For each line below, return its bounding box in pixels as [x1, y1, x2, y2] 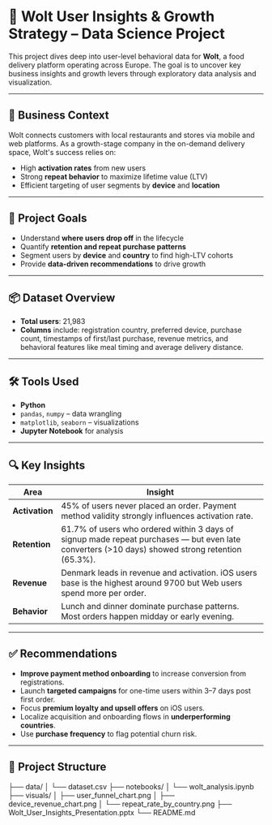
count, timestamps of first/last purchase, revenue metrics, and [19, 334, 229, 343]
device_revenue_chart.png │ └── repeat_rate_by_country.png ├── [8, 799, 232, 809]
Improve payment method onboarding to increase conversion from [19, 668, 247, 678]
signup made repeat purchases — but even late [60, 533, 241, 545]
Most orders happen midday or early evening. [60, 611, 235, 622]
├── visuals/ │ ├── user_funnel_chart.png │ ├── [8, 790, 176, 800]
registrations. [19, 677, 65, 687]
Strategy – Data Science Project [8, 24, 225, 43]
